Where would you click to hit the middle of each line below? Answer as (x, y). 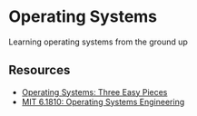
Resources (39, 70)
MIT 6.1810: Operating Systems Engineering (103, 101)
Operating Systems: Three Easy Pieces (94, 92)
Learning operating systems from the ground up (98, 42)
